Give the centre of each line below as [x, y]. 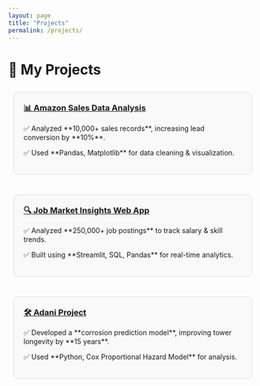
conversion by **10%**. [64, 137]
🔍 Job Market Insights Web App [87, 210]
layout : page [30, 15]
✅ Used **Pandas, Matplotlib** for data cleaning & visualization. [129, 152]
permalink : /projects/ [45, 30]
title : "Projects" [38, 23]
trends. [35, 239]
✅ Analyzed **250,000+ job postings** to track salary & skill [123, 231]
